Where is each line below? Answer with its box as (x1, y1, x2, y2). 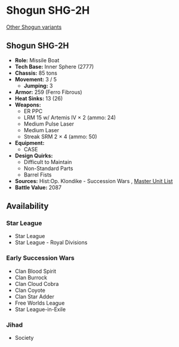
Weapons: (14, 101, 41, 108)
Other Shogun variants (6, 23, 62, 31)
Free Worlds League (14, 299, 65, 306)
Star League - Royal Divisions (14, 239, 88, 246)
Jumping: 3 (23, 82, 53, 89)
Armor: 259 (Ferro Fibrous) (14, 88, 82, 96)
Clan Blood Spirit (14, 267, 57, 275)
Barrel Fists (23, 171, 52, 178)
